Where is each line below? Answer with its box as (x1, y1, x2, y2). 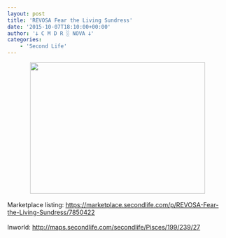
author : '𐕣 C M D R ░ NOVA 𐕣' (7, 29, 94, 37)
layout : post (7, 10, 45, 17)
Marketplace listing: (7, 201, 64, 209)
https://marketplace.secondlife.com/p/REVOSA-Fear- (65, 201, 219, 209)
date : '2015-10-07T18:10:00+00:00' (7, 23, 111, 30)
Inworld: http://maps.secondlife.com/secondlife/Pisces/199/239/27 (7, 223, 201, 231)
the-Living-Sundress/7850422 (7, 208, 96, 216)
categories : (7, 36, 42, 43)
